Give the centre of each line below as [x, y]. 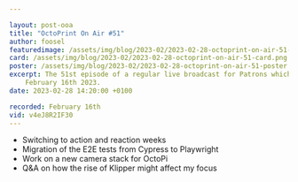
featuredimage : [37, 49]
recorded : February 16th [55, 107]
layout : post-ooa [41, 25]
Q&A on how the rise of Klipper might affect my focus [119, 168]
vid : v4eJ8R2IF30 [41, 115]
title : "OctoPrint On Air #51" [67, 33]
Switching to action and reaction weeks [94, 140]
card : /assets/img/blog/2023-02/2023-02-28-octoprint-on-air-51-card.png [149, 58]
